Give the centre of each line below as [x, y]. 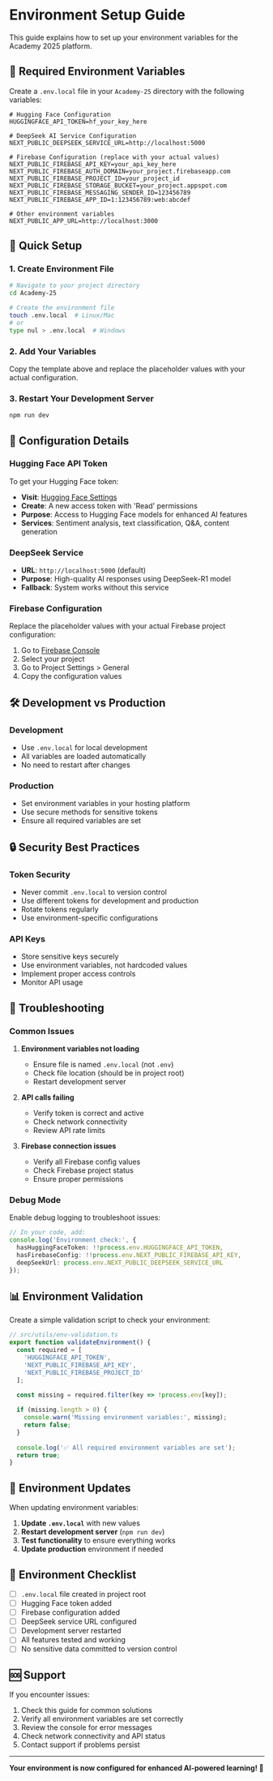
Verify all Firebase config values [87, 1162]
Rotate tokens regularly [60, 909]
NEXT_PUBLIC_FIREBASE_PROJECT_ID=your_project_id [95, 178]
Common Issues [42, 1031]
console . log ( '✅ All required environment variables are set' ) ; [126, 1448]
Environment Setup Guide [97, 15]
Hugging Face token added [66, 1603]
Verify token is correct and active [88, 1114]
